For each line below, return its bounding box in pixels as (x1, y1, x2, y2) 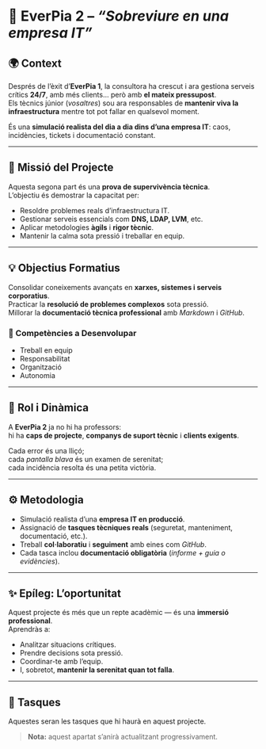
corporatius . (8, 291, 50, 300)
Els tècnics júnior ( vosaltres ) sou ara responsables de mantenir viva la (8, 98, 239, 108)
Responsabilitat (19, 353, 70, 363)
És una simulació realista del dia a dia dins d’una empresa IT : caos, (8, 122, 231, 132)
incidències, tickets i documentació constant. (8, 131, 156, 139)
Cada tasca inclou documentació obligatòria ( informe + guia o (19, 548, 226, 557)
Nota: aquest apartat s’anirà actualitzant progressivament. (27, 732, 218, 742)
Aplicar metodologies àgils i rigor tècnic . (19, 222, 154, 232)
